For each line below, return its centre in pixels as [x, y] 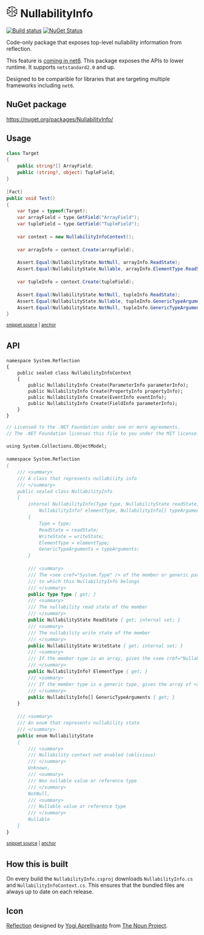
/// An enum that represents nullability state [78, 723]
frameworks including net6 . [40, 85]
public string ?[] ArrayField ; [56, 166]
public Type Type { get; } [62, 594]
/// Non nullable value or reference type [83, 781]
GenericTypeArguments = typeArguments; [89, 549]
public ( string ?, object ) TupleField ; [66, 173]
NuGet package [36, 105]
